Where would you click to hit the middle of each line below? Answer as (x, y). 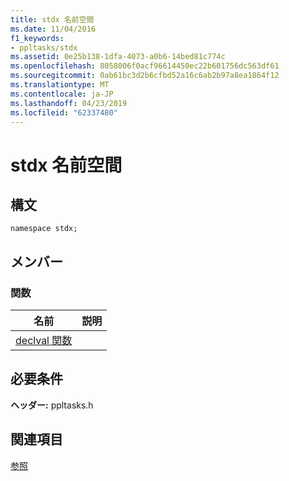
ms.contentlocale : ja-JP (62, 94)
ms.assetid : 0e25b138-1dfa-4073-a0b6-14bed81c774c (118, 57)
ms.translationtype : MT (60, 85)
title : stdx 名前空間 (52, 19)
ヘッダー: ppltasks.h (52, 405)
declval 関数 (44, 341)
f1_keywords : (37, 38)
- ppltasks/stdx (44, 47)
